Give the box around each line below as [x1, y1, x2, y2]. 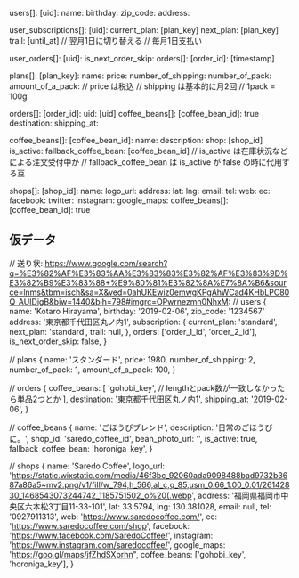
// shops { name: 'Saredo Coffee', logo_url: [9, 460, 166, 471]
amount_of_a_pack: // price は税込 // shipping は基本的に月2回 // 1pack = [9, 81, 276, 92]
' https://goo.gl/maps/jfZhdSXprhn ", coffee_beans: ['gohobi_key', [9, 549, 246, 559]
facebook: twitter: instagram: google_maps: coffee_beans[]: [9, 195, 229, 206]
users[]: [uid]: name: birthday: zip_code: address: [9, 8, 190, 18]
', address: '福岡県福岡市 [190, 490, 282, 501]
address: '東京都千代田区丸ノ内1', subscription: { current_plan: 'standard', [9, 316, 278, 327]
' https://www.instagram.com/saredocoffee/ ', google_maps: [9, 539, 226, 550]
